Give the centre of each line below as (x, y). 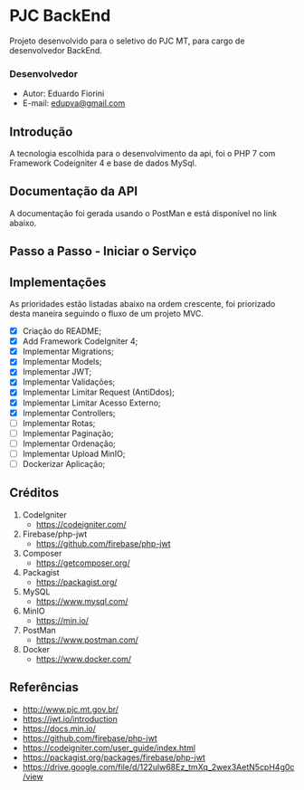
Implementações (58, 282)
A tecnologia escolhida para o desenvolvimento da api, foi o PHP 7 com (142, 154)
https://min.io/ (62, 620)
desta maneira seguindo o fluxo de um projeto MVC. (106, 314)
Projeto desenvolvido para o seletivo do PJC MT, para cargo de (127, 41)
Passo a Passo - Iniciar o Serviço (103, 251)
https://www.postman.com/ (87, 640)
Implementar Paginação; (68, 433)
